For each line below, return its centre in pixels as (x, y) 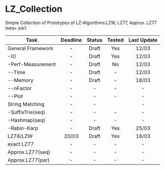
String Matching (26, 104)
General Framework (30, 48)
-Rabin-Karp (23, 128)
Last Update (143, 40)
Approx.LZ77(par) (29, 160)
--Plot (15, 96)
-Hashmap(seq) (27, 120)
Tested (115, 40)
